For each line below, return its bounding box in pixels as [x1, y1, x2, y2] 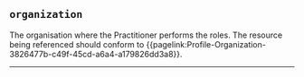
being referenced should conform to [9, 38, 145, 49]
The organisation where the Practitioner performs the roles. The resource [9, 30, 283, 40]
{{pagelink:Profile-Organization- [146, 38, 267, 49]
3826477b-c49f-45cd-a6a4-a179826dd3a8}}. [9, 48, 183, 59]
